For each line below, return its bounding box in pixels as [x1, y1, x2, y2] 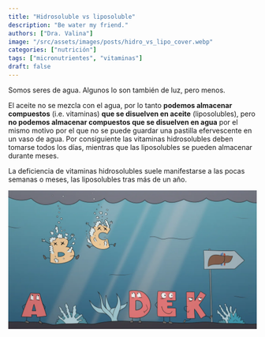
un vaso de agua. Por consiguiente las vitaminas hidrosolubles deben [8, 134, 234, 144]
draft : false [8, 63, 51, 71]
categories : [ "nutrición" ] [8, 46, 97, 54]
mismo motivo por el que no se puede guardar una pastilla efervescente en [8, 125, 252, 135]
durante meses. [8, 151, 59, 160]
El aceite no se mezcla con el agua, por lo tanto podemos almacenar [8, 100, 233, 110]
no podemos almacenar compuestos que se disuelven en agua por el [8, 117, 238, 126]
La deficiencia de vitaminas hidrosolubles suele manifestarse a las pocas [8, 166, 245, 175]
